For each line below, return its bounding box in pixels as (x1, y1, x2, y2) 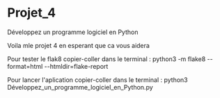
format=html (7, 62, 43, 70)
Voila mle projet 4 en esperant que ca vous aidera (7, 41, 150, 49)
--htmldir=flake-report (44, 62, 109, 70)
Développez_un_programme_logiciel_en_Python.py (7, 83, 153, 91)
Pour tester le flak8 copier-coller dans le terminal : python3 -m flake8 (7, 54, 206, 63)
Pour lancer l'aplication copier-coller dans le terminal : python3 (7, 75, 188, 84)
